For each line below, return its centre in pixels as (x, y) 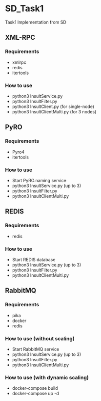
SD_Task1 (24, 9)
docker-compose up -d (36, 394)
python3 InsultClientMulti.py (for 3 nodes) (54, 111)
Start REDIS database (34, 259)
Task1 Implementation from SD (36, 22)
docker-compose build (35, 388)
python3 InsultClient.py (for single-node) (53, 107)
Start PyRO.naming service (39, 180)
